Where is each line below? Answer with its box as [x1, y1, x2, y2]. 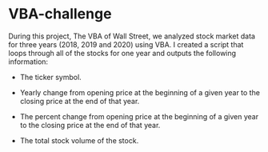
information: [8, 57, 49, 66]
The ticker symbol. [19, 72, 82, 82]
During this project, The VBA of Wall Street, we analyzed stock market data [8, 31, 256, 41]
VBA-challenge [8, 5, 112, 23]
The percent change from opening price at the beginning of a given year [19, 111, 258, 121]
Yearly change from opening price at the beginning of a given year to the [19, 87, 260, 97]
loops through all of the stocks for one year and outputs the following [8, 48, 237, 58]
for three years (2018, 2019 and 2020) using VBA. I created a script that [8, 39, 244, 49]
